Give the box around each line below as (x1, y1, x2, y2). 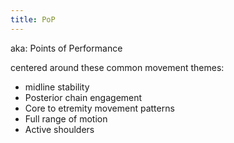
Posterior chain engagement (24, 91, 143, 103)
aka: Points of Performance (10, 42, 123, 54)
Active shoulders (24, 123, 95, 135)
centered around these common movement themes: (10, 61, 225, 73)
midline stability (24, 81, 90, 93)
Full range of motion (24, 112, 108, 125)
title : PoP (10, 14, 56, 25)
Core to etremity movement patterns (24, 102, 175, 114)
